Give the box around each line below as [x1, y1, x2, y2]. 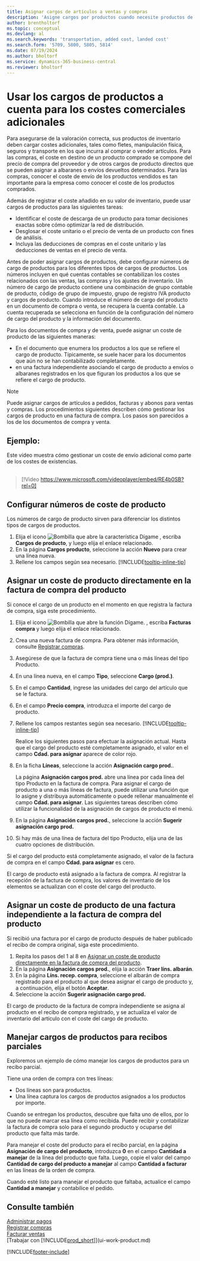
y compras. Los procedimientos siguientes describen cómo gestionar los [7, 406, 185, 413]
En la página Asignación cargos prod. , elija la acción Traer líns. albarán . [15, 965, 194, 972]
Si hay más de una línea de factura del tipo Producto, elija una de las [15, 834, 183, 841]
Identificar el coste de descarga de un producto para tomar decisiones [15, 215, 189, 222]
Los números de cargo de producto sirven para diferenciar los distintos [7, 515, 180, 522]
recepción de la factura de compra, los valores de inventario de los [7, 876, 171, 884]
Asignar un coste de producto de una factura [7, 900, 176, 910]
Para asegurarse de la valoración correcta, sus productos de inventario [7, 135, 180, 142]
